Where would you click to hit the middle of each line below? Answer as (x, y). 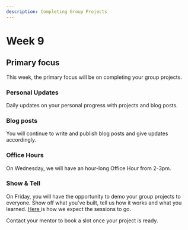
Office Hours (25, 155)
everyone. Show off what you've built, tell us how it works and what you (94, 203)
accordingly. (21, 140)
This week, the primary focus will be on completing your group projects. (94, 77)
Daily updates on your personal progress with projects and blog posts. (92, 105)
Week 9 (25, 41)
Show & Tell (23, 183)
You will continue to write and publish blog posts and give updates (87, 133)
